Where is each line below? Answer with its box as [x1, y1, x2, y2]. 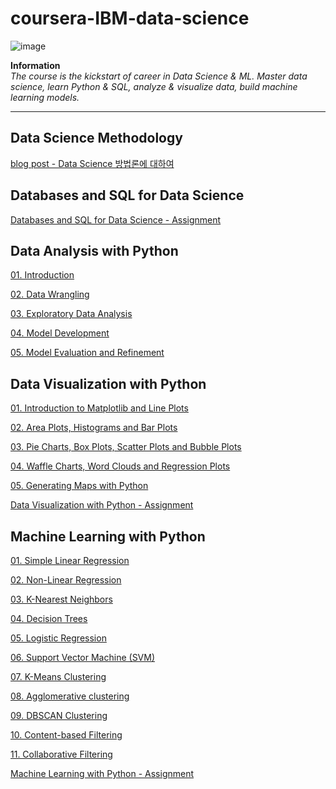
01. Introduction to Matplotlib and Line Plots [10, 402, 189, 414]
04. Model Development [10, 327, 110, 339]
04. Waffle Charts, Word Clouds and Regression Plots [10, 460, 231, 472]
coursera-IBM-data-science [10, 7, 250, 30]
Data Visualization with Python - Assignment [10, 499, 194, 511]
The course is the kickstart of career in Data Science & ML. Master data [10, 70, 308, 82]
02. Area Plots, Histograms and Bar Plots [10, 422, 178, 434]
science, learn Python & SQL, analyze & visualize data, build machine [10, 80, 298, 92]
